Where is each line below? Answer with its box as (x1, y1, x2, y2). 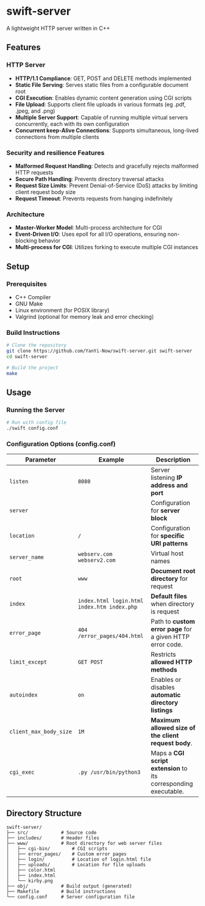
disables (150, 683, 175, 692)
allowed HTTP (150, 658, 193, 667)
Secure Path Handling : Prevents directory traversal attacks (15, 175, 164, 182)
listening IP (150, 473, 183, 482)
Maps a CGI (150, 749, 185, 757)
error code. (150, 640, 183, 649)
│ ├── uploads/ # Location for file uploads (6, 862, 146, 868)
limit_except (9, 659, 48, 665)
